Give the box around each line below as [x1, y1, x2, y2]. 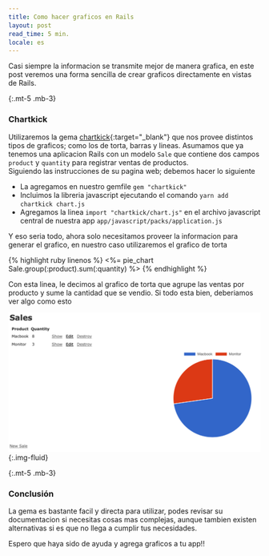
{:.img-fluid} [8, 453, 49, 462]
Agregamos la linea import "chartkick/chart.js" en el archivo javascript [19, 207, 261, 216]
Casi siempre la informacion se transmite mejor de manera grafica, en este [8, 61, 255, 71]
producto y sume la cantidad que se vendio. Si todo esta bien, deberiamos [8, 288, 254, 297]
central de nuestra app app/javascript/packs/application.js [19, 216, 223, 225]
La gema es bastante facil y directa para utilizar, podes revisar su [8, 506, 223, 516]
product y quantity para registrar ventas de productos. [8, 157, 189, 167]
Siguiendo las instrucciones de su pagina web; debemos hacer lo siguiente [8, 166, 256, 175]
